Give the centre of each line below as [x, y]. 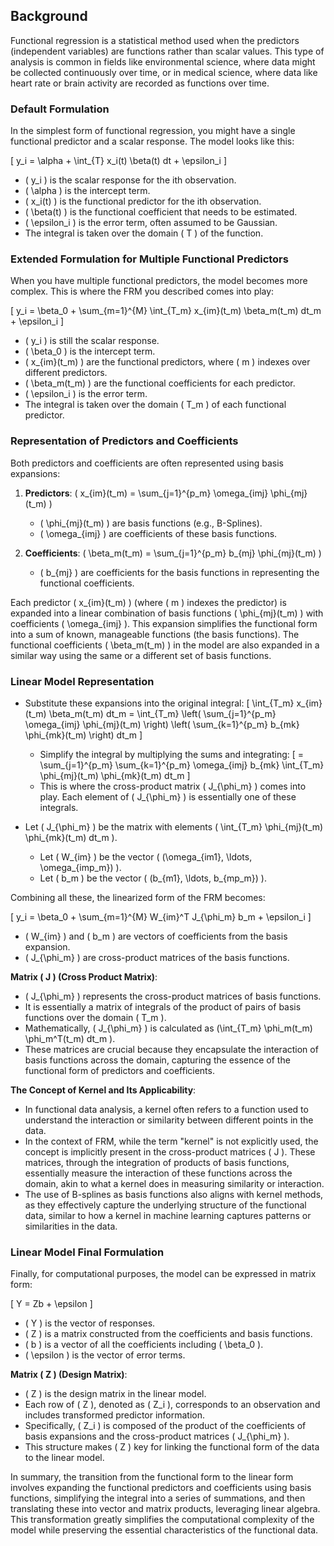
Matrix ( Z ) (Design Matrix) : [69, 1375]
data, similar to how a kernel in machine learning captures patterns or [168, 1215]
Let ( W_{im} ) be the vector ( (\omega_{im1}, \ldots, [146, 857]
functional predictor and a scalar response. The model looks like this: [152, 141]
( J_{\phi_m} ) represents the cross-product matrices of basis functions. [173, 996]
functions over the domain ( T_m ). [95, 1017]
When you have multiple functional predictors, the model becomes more [159, 281]
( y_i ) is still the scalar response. [92, 341]
